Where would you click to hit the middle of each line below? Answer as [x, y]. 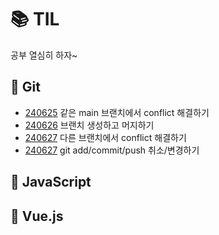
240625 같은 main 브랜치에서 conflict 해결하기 [117, 112]
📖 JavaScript [51, 182]
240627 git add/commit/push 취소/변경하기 [112, 150]
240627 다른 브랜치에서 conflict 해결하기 [105, 137]
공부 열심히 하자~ [44, 55]
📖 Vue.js [37, 216]
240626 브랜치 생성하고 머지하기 [89, 125]
